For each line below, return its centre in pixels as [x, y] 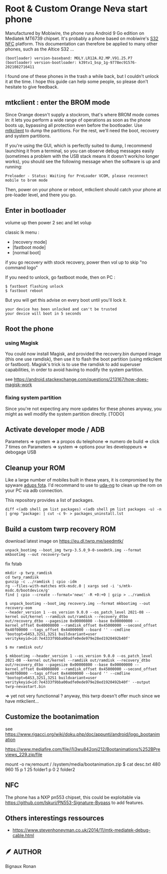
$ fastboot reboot [24, 291]
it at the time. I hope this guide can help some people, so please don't [77, 81]
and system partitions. [28, 136]
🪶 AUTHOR [23, 852]
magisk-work [19, 385]
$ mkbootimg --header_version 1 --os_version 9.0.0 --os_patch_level [79, 656]
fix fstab [14, 564]
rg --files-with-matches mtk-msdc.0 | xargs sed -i [60, 586]
